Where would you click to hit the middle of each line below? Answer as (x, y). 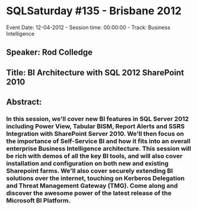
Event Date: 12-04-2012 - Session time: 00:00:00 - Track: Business (88, 27)
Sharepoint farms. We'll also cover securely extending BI (90, 171)
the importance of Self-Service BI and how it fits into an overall (99, 141)
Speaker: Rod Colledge (50, 53)
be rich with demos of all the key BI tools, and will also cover (94, 156)
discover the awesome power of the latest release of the (89, 193)
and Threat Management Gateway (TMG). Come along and (92, 186)
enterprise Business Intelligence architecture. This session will (99, 148)
